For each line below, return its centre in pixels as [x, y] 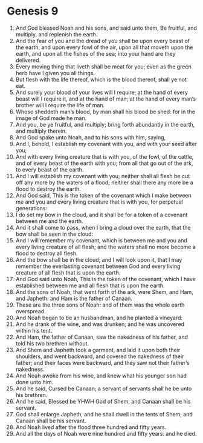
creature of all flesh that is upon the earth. [68, 272]
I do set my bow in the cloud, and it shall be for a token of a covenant [101, 215]
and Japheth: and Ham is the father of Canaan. [74, 298]
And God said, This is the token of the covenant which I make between [104, 195]
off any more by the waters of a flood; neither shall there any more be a [104, 182]
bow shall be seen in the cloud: [54, 234]
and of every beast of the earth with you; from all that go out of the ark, [104, 163]
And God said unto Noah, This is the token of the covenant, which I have [105, 279]
